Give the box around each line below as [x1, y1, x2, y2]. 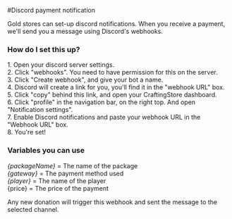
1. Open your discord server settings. [7, 61, 115, 69]
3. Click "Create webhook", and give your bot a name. [7, 75, 164, 84]
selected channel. [7, 205, 59, 213]
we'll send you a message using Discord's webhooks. [7, 27, 164, 35]
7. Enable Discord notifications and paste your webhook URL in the [7, 113, 201, 122]
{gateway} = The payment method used [7, 169, 124, 177]
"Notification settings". [7, 106, 73, 114]
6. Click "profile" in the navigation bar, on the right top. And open [7, 98, 196, 106]
